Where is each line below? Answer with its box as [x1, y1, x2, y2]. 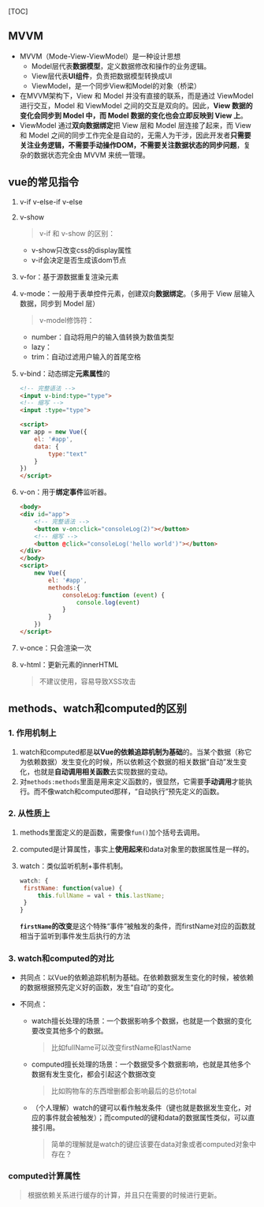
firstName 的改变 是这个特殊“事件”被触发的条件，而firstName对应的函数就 [19, 921, 256, 931]
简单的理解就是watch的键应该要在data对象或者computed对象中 [50, 1139, 257, 1149]
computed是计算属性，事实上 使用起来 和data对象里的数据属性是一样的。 [19, 844, 254, 853]
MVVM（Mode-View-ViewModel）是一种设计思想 [19, 51, 181, 61]
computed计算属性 [8, 1171, 81, 1182]
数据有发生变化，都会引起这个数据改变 [31, 1069, 156, 1078]
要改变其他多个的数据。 [31, 1025, 108, 1035]
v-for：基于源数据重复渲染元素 [19, 272, 119, 281]
